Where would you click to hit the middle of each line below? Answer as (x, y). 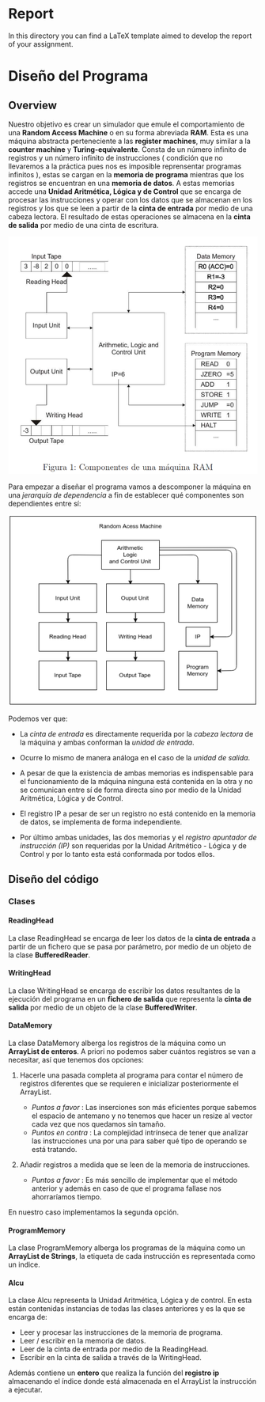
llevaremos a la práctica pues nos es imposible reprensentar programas (125, 166)
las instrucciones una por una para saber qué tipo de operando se (139, 1141)
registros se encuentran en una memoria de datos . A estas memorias (121, 183)
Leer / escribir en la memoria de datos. (83, 1341)
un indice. (25, 1265)
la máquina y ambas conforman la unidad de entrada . (107, 743)
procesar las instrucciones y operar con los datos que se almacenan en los (131, 199)
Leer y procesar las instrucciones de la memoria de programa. (121, 1332)
